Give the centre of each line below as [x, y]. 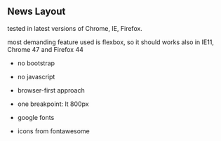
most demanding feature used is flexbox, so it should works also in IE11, [110, 42]
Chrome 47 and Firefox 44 [46, 49]
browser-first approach [51, 90]
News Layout [36, 12]
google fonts [36, 117]
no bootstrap [36, 63]
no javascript [36, 76]
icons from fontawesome [53, 131]
